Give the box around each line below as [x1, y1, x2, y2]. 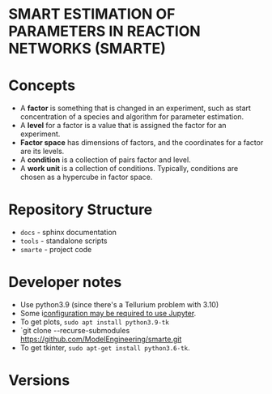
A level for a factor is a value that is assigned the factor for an [19, 121, 227, 131]
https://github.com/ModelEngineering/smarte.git [19, 334, 182, 344]
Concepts [8, 76, 75, 95]
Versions [8, 371, 70, 390]
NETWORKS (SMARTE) [8, 40, 166, 58]
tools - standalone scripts [19, 236, 108, 246]
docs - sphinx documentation [19, 228, 117, 238]
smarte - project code [19, 245, 92, 255]
